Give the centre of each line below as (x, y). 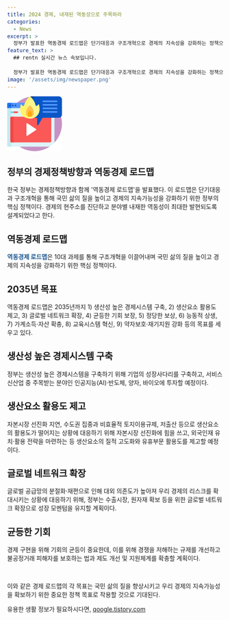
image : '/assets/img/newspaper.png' (59, 79)
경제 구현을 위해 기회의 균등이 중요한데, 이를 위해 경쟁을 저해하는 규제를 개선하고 (114, 550)
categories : (24, 22)
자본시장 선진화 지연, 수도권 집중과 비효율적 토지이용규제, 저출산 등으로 (101, 424)
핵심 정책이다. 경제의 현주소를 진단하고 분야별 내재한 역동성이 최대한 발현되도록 (112, 207)
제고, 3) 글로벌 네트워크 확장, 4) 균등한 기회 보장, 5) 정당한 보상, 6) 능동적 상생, (112, 315)
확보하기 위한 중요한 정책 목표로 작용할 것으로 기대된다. (87, 595)
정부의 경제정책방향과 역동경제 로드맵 (81, 172)
